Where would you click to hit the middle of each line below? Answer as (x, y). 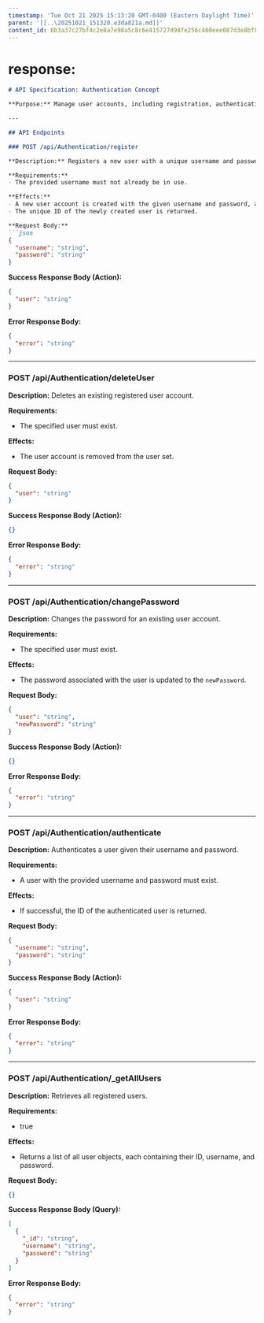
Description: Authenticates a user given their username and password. (123, 850)
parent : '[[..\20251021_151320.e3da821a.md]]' (86, 23)
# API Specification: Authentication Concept (84, 90)
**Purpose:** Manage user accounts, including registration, (110, 104)
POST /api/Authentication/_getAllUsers (85, 1078)
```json (21, 233)
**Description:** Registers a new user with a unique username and (121, 161)
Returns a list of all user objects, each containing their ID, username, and (137, 1156)
